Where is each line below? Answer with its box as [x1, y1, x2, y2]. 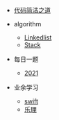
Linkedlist [24, 33, 52, 42]
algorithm [13, 20, 42, 28]
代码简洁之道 [13, 6, 51, 14]
